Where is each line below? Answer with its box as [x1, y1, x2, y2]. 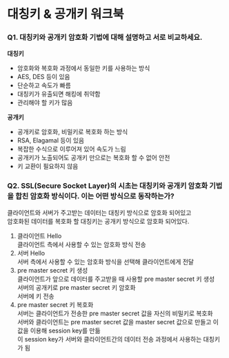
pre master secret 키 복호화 [17, 300, 94, 308]
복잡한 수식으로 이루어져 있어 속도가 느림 [17, 145, 126, 154]
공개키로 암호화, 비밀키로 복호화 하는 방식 [17, 128, 128, 136]
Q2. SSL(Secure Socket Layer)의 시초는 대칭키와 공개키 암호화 [7, 181, 208, 191]
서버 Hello [17, 249, 46, 257]
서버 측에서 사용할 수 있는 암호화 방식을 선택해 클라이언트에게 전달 [17, 257, 195, 266]
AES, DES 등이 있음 [17, 73, 70, 81]
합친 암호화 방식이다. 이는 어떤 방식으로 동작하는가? [14, 191, 175, 201]
